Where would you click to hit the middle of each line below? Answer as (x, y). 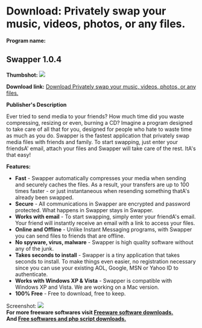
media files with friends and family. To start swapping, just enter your (92, 142)
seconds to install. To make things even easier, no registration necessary (105, 261)
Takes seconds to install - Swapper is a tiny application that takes (97, 255)
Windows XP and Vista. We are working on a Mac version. (87, 287)
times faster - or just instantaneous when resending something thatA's (102, 191)
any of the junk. (34, 248)
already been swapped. (44, 197)
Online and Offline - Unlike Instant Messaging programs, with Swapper (103, 229)
